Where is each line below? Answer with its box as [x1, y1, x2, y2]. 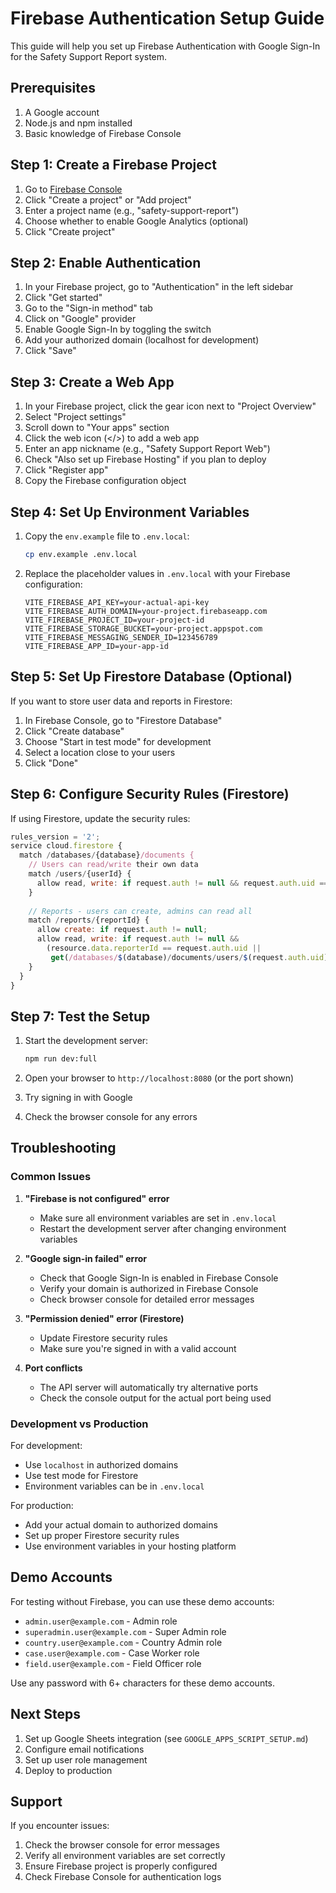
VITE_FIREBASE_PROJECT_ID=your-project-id [24, 615, 205, 625]
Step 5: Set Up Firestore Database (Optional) [10, 668, 293, 686]
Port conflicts [24, 1362, 83, 1374]
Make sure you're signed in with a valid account [39, 1342, 237, 1354]
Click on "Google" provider [24, 313, 137, 325]
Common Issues [10, 1170, 92, 1184]
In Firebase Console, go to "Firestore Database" [24, 714, 223, 726]
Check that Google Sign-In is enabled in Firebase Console [39, 1272, 279, 1284]
